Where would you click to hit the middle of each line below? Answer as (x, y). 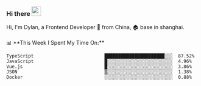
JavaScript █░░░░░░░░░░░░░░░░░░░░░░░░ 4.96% (99, 61)
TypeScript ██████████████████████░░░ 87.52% (100, 56)
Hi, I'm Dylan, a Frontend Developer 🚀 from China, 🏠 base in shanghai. (95, 27)
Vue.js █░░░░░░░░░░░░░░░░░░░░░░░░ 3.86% (99, 67)
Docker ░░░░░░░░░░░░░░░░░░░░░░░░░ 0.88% (99, 78)
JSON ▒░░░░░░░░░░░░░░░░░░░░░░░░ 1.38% (99, 72)
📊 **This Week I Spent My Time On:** (55, 43)
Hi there (18, 13)
